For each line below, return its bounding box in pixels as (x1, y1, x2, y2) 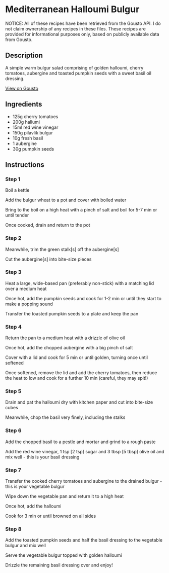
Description (5, 51, 43, 60)
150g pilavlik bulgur (12, 129, 53, 135)
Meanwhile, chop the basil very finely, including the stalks (5, 414, 126, 420)
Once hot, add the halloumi (5, 503, 62, 509)
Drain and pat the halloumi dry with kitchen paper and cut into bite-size (5, 399, 153, 405)
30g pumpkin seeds (12, 146, 54, 152)
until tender (5, 212, 29, 219)
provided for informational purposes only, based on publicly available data (5, 31, 160, 37)
